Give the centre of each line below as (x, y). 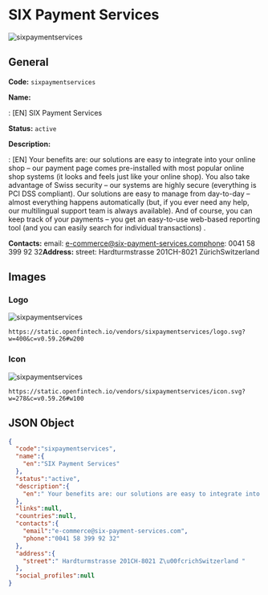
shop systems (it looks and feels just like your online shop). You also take (129, 176)
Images (27, 277)
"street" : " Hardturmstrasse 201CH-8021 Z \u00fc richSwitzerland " (134, 561)
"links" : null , (39, 509)
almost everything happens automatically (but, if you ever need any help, (129, 202)
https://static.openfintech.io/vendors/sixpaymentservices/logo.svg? (127, 332)
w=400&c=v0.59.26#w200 (46, 339)
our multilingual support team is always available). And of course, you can (130, 210)
